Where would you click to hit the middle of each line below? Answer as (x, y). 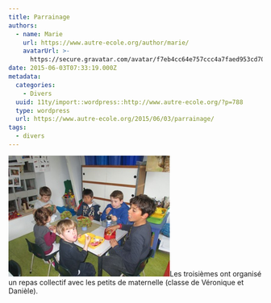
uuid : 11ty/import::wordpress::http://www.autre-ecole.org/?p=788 (129, 102)
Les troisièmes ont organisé (216, 273)
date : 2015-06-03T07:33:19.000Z (63, 68)
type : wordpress (43, 110)
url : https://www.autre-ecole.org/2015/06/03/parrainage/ (115, 119)
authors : (23, 25)
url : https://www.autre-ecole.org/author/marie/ (106, 43)
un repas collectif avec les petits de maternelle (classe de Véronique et (126, 282)
